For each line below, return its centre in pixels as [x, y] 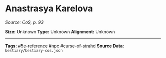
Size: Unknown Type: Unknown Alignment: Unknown [60, 31]
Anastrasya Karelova [49, 9]
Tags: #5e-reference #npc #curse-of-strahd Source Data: [65, 46]
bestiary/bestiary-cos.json [34, 50]
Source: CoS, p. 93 [24, 22]
